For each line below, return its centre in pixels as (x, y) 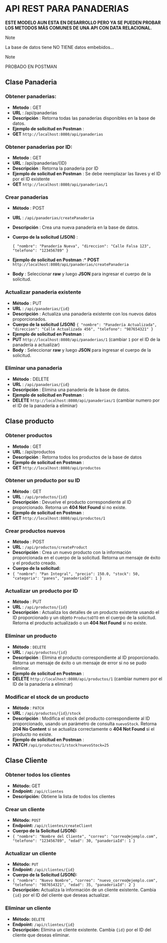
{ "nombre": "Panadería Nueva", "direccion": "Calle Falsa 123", (82, 246)
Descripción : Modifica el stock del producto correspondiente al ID (81, 718)
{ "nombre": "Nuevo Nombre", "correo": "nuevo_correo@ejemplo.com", (85, 881)
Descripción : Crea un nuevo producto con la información (72, 552)
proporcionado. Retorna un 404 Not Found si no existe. (69, 507)
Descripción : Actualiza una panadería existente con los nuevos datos (84, 314)
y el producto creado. (34, 563)
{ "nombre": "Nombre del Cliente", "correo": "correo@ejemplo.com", (85, 836)
